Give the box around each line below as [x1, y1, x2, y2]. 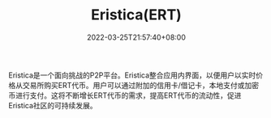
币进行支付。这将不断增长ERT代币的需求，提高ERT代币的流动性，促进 [8, 91, 242, 100]
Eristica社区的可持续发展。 [8, 100, 97, 110]
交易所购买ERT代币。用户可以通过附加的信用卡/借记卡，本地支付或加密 [22, 80, 260, 90]
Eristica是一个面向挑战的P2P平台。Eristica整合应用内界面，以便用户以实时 [8, 70, 256, 80]
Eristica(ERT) [90, 6, 183, 24]
